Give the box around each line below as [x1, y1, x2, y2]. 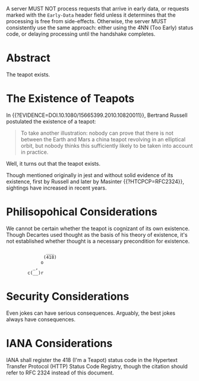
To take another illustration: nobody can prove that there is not [20, 129, 174, 137]
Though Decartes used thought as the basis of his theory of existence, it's [6, 231, 188, 238]
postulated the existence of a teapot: [6, 117, 96, 125]
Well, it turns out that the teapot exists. [6, 160, 101, 167]
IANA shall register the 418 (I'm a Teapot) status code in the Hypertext [6, 356, 178, 363]
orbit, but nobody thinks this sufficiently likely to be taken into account [20, 142, 193, 149]
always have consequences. [6, 315, 76, 323]
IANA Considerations [6, 336, 113, 350]
